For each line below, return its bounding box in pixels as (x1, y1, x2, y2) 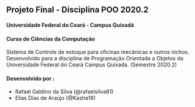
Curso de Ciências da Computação (6, 35, 95, 42)
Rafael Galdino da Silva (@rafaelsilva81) (14, 88, 114, 95)
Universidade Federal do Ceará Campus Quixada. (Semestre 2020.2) (6, 61, 178, 68)
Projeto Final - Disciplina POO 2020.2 (6, 5, 149, 15)
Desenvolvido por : (6, 75, 55, 82)
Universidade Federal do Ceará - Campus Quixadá (6, 21, 134, 29)
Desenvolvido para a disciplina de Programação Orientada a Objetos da (6, 55, 184, 62)
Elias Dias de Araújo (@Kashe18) (14, 94, 96, 102)
